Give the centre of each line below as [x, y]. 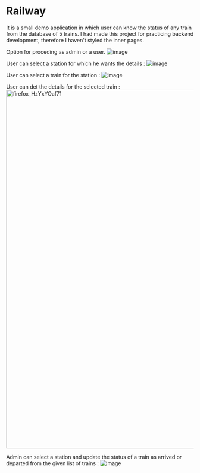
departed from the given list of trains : [53, 463]
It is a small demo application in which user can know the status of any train [99, 28]
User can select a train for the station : [53, 75]
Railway [26, 11]
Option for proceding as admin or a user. [56, 51]
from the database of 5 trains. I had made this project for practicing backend [100, 33]
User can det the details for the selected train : [63, 86]
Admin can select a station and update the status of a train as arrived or [94, 457]
